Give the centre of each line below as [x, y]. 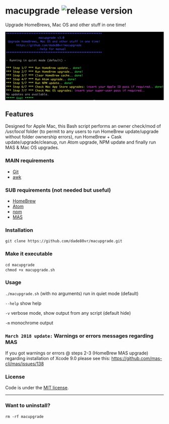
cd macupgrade [20, 265]
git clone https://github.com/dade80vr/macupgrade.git [64, 241]
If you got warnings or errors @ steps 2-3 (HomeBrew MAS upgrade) [77, 353]
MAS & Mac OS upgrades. [32, 148]
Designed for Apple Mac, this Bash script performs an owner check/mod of [83, 126]
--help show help [23, 303]
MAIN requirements [30, 161]
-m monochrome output [29, 323]
